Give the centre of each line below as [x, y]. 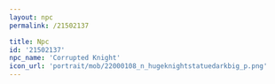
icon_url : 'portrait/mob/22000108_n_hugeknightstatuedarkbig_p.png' [138, 66]
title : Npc [29, 42]
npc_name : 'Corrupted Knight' [65, 58]
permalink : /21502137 [49, 26]
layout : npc [31, 17]
